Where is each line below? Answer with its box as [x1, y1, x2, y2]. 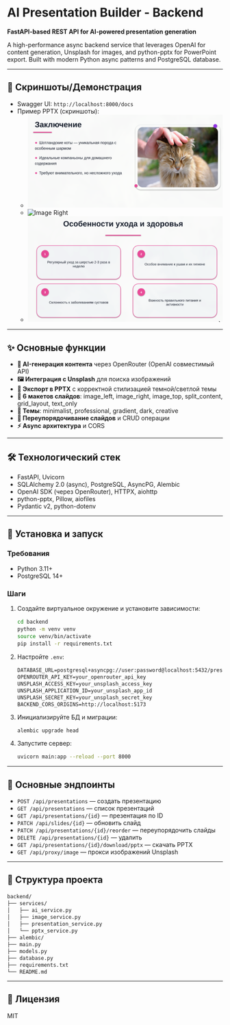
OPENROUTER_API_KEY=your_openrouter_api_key [16, 673, 146, 681]
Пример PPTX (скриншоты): [16, 107, 99, 115]
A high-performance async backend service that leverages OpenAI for [7, 40, 206, 49]
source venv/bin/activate [16, 633, 91, 640]
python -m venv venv [16, 625, 76, 633]
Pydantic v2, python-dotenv [16, 502, 97, 511]
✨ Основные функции [7, 342, 106, 353]
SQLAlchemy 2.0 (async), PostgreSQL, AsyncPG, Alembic [16, 481, 180, 489]
